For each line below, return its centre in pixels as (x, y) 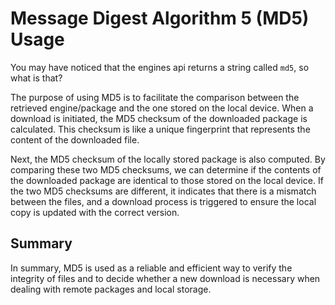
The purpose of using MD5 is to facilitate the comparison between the (155, 97)
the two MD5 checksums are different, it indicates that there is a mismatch (163, 191)
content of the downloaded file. (75, 139)
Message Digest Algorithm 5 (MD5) (160, 18)
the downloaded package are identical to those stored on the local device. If (167, 180)
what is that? (36, 78)
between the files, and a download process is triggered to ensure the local (163, 201)
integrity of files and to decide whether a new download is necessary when (165, 278)
